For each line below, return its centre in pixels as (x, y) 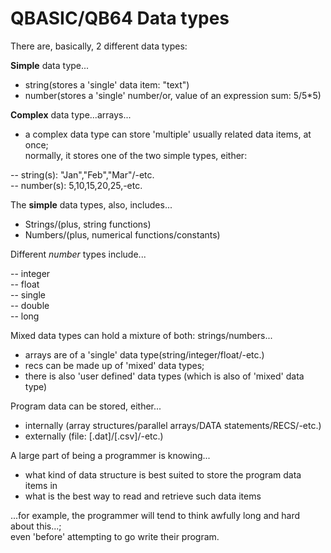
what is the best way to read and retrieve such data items (143, 496)
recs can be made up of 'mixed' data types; (114, 365)
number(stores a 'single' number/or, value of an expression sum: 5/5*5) (173, 95)
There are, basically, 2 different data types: (99, 46)
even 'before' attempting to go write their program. (115, 536)
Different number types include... (78, 254)
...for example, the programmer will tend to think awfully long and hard (155, 515)
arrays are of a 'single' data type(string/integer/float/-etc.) (144, 354)
